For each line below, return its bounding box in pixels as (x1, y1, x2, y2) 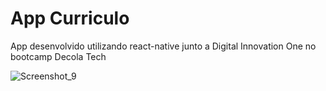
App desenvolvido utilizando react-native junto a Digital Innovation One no (10, 40, 317, 52)
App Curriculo (10, 7, 130, 30)
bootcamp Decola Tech (10, 50, 107, 62)
